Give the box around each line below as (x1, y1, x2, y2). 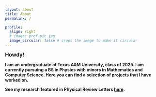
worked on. (5, 77, 29, 83)
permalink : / (5, 16, 31, 21)
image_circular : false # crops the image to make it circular (9, 38, 138, 43)
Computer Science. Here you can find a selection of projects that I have (5, 72, 152, 78)
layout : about (5, 7, 34, 12)
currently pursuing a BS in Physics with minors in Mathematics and (5, 67, 143, 72)
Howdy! (5, 51, 25, 58)
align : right (9, 29, 36, 34)
